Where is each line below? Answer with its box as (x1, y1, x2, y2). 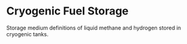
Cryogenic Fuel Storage (6, 4, 129, 18)
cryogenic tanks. (6, 30, 49, 37)
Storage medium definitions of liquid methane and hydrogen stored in (6, 24, 182, 31)
